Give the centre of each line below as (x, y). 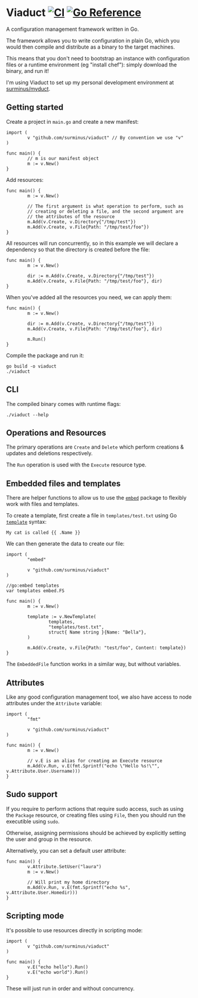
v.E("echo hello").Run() (58, 967)
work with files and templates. (43, 504)
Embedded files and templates (64, 483)
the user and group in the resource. (49, 839)
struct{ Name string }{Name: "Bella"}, (97, 632)
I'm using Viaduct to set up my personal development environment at (90, 82)
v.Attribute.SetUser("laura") (64, 866)
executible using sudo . (33, 821)
